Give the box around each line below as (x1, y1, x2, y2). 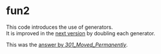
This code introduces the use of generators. (6, 23, 113, 31)
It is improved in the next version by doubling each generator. (6, 29, 155, 36)
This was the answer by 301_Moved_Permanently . (6, 41, 128, 48)
